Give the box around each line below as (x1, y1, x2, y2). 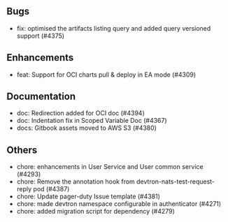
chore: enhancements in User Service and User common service (16, 163, 204, 171)
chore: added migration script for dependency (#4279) (16, 207, 176, 216)
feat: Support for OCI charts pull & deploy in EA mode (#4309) (16, 70, 197, 79)
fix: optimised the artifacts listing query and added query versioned (16, 24, 211, 32)
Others (6, 144, 38, 156)
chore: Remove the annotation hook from (16, 177, 136, 186)
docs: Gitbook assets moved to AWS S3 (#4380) (16, 124, 157, 132)
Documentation (6, 91, 76, 103)
